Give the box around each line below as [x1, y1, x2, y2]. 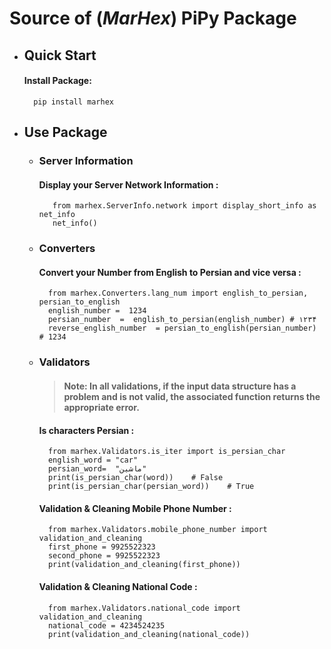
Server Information [38, 154, 134, 168]
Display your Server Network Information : [38, 178, 219, 191]
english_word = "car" [47, 455, 139, 466]
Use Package [23, 124, 108, 141]
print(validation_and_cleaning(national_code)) [47, 629, 251, 639]
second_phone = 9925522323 [47, 551, 161, 561]
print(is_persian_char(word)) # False [47, 473, 224, 483]
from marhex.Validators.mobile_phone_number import [47, 525, 268, 535]
